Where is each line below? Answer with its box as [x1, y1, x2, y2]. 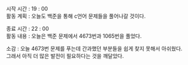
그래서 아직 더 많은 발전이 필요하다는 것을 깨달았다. [6, 53, 124, 59]
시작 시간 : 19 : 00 [6, 5, 48, 12]
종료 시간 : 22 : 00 [6, 25, 50, 32]
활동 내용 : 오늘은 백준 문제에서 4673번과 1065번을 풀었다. [6, 32, 142, 40]
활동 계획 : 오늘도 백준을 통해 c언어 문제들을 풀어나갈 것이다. [6, 12, 146, 19]
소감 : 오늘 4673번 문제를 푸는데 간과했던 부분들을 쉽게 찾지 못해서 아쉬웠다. [6, 45, 183, 52]
